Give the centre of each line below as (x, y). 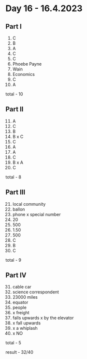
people (20, 307)
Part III (15, 192)
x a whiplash (25, 328)
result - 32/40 (19, 352)
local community (29, 204)
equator (20, 303)
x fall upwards (26, 323)
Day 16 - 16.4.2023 (44, 9)
